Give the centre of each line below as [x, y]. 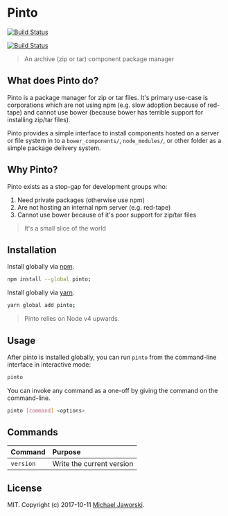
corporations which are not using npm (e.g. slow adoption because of [107, 105]
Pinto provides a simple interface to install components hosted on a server [113, 133]
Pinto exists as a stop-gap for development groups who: [87, 186]
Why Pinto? [33, 170]
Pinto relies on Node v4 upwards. [72, 319]
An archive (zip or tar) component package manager [99, 59]
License [25, 488]
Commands [33, 432]
